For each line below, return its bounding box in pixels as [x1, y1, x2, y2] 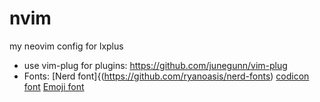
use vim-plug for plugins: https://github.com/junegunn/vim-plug [23, 59, 288, 71]
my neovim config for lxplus [9, 40, 124, 52]
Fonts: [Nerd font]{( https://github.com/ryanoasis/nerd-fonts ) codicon [23, 70, 310, 82]
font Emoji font [23, 80, 85, 92]
